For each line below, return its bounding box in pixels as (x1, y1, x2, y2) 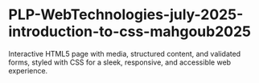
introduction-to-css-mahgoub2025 (8, 22, 252, 41)
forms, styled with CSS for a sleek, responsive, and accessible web (8, 57, 232, 67)
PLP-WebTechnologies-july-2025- (8, 6, 244, 24)
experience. (8, 65, 48, 75)
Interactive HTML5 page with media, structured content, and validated (8, 49, 241, 58)
